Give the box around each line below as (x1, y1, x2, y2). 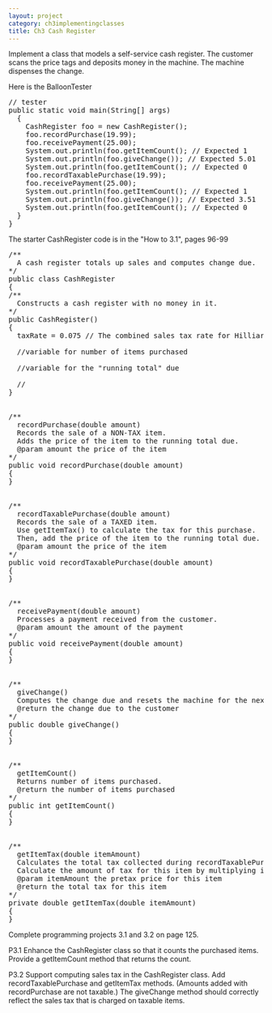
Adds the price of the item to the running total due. (16, 437, 240, 446)
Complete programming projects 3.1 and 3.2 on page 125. (8, 930, 199, 940)
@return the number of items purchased (16, 785, 176, 794)
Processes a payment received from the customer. (16, 615, 219, 624)
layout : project (8, 11, 63, 20)
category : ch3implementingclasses (8, 19, 125, 28)
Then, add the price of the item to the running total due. (16, 534, 261, 543)
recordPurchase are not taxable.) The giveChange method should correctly (8, 987, 259, 997)
